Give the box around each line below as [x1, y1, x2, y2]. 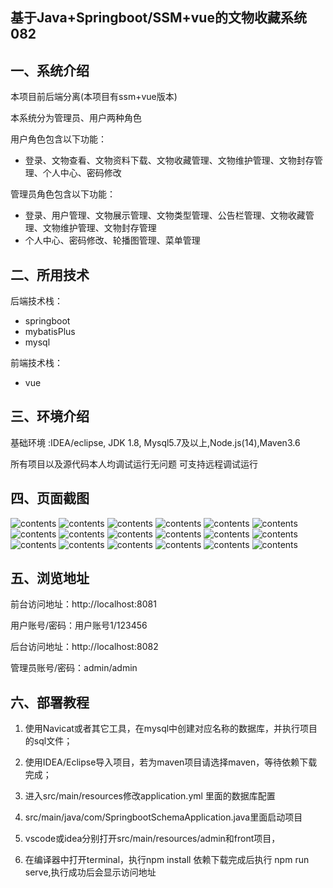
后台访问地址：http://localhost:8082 [10, 641, 159, 653]
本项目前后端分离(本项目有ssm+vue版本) [10, 91, 178, 103]
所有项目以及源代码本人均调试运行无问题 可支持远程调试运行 [10, 458, 258, 470]
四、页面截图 [10, 490, 90, 507]
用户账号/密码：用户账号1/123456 [10, 619, 148, 632]
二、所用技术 [10, 266, 90, 283]
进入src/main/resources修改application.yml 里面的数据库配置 [24, 790, 276, 802]
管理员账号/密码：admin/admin [10, 662, 138, 674]
